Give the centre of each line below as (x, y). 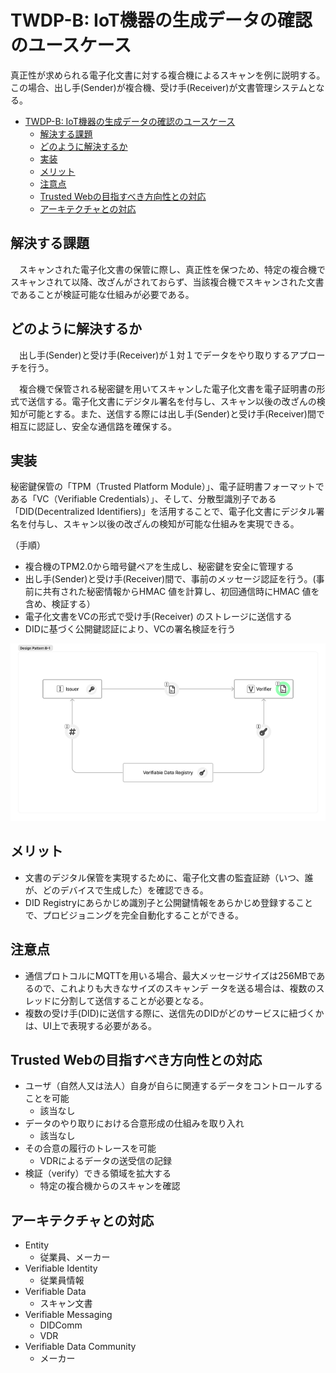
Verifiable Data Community (80, 1347)
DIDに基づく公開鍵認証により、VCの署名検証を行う (130, 629)
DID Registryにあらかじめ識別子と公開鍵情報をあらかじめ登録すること (168, 902)
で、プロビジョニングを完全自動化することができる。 (134, 915)
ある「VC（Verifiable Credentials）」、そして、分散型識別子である (143, 499)
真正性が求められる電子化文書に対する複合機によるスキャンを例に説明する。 (168, 75)
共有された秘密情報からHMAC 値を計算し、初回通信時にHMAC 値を (181, 592)
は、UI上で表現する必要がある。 (90, 1025)
